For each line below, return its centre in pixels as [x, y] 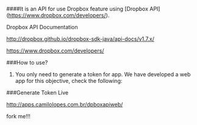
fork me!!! [18, 116]
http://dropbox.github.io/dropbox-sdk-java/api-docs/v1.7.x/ [80, 39]
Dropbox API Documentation [42, 27]
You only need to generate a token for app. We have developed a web [103, 74]
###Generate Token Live [38, 93]
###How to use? [27, 62]
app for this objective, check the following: [69, 81]
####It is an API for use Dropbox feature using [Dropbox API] [83, 9]
